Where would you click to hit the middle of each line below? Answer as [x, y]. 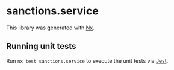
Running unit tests [41, 46]
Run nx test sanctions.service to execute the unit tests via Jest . [87, 60]
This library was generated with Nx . [50, 28]
